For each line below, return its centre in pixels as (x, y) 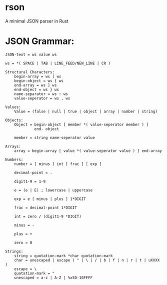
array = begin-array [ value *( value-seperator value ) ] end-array (88, 151)
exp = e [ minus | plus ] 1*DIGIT (50, 199)
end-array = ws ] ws (35, 85)
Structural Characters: (30, 72)
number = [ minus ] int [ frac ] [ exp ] (58, 164)
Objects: (14, 120)
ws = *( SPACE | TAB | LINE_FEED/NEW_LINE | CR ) (58, 63)
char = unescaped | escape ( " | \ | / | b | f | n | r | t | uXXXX (87, 260)
